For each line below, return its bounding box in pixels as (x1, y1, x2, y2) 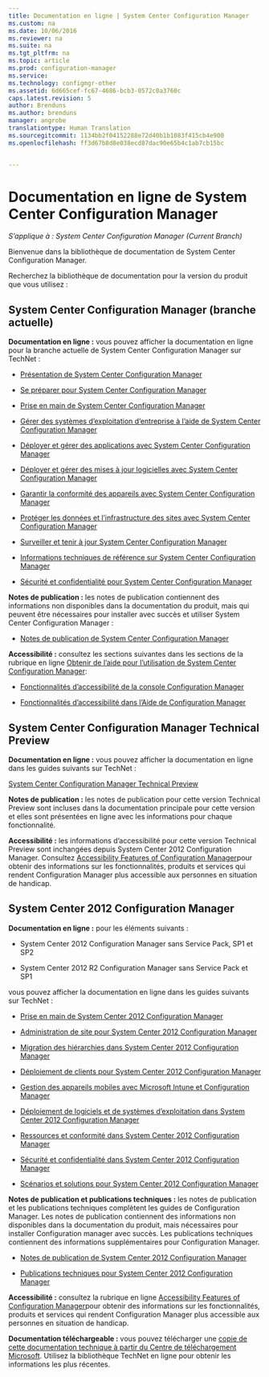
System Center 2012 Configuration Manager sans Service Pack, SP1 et (19, 938, 254, 948)
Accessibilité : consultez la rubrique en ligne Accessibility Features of (8, 1292, 241, 1302)
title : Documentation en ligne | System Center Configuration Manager (8, 11, 250, 20)
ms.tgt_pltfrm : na (8, 49, 70, 57)
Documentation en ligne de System (8, 188, 247, 206)
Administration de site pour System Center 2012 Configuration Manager (19, 1027, 258, 1037)
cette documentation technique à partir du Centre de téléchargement (8, 1342, 237, 1352)
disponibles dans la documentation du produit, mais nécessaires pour (8, 1220, 238, 1230)
